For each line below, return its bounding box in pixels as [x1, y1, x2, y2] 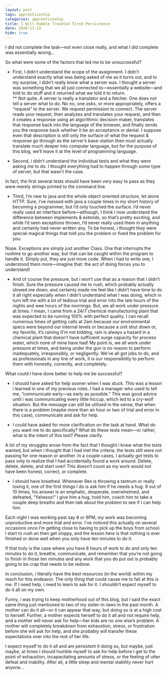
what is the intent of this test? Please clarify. [12, 433, 103, 438]
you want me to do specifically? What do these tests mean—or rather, [12, 427, 156, 433]
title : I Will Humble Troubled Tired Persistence [5, 21, 111, 26]
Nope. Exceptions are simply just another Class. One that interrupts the [5, 245, 151, 251]
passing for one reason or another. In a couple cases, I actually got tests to [5, 452, 159, 458]
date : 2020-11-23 [5, 26, 41, 31]
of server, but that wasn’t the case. [12, 169, 84, 175]
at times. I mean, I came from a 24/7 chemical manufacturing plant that [12, 308, 159, 314]
